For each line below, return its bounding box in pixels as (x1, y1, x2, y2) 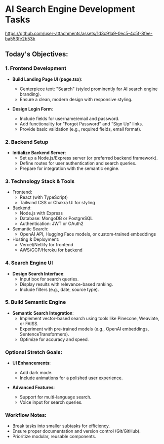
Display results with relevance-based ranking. (19, 281, 113, 287)
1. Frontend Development (5, 65, 67, 72)
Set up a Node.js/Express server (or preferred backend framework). (19, 155, 158, 161)
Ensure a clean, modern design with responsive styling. (19, 96, 132, 102)
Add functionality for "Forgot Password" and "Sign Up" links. (19, 120, 143, 127)
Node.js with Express (19, 210, 63, 216)
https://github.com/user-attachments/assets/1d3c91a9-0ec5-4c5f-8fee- (5, 30, 153, 36)
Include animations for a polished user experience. (19, 375, 123, 381)
